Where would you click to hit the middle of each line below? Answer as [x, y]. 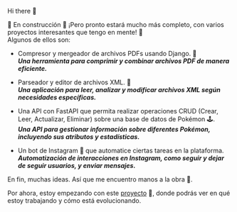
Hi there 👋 [22, 11]
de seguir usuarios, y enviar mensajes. [77, 166]
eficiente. [32, 68]
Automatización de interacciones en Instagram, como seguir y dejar [121, 158]
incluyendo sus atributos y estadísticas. [79, 137]
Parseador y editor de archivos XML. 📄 [74, 82]
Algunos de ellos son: [39, 40]
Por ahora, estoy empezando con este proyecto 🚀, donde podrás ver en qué [119, 193]
